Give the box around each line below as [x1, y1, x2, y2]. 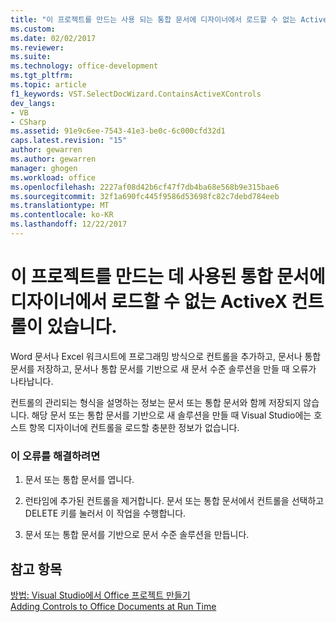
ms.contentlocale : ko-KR [10, 210, 114, 220]
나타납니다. [10, 375, 54, 387]
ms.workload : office [10, 172, 97, 183]
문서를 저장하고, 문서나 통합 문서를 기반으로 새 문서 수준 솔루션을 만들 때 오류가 [10, 362, 317, 375]
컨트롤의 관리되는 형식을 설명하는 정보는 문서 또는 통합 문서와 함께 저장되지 [10, 396, 302, 408]
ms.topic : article [10, 80, 87, 90]
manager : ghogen [10, 163, 78, 173]
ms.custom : [10, 24, 56, 34]
